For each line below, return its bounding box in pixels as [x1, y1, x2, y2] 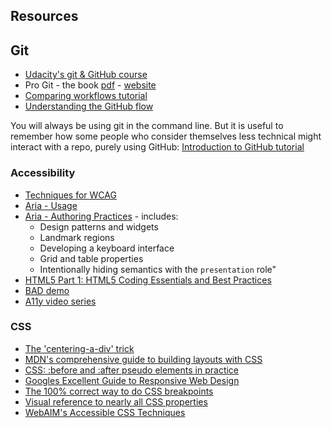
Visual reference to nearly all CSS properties [24, 395, 208, 408]
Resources [10, 8, 79, 25]
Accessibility [10, 166, 76, 180]
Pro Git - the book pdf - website [24, 79, 157, 91]
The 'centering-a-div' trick [24, 342, 135, 354]
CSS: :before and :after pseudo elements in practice [24, 364, 240, 376]
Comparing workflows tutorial [24, 90, 148, 102]
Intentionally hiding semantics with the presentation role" [39, 263, 277, 275]
